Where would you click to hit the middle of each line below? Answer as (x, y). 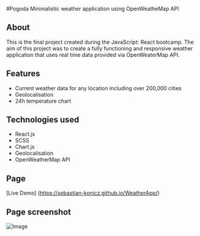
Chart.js (25, 147)
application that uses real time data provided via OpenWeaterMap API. (93, 55)
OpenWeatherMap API (42, 160)
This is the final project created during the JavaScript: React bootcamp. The (100, 42)
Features (23, 74)
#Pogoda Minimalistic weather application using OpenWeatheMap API (92, 9)
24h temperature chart (43, 101)
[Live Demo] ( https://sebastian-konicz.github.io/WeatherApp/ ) (83, 193)
